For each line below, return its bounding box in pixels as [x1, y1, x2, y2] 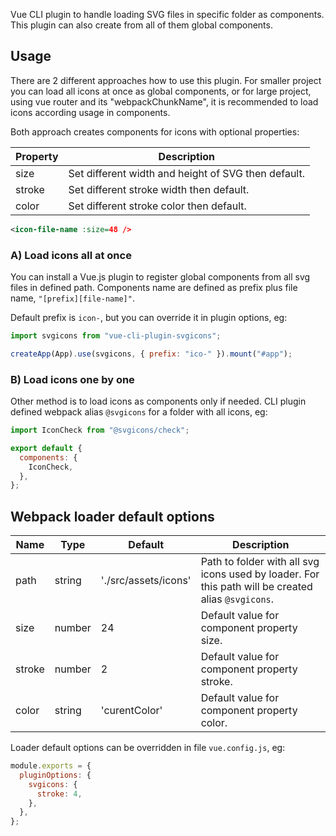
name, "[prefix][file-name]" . [10, 292, 135, 304]
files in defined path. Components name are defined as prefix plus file [10, 281, 298, 293]
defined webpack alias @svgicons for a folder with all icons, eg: [10, 406, 268, 418]
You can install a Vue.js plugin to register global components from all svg [10, 270, 311, 283]
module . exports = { [10, 761, 92, 771]
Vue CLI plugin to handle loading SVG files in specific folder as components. [10, 9, 325, 20]
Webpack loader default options [10, 508, 215, 525]
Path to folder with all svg [200, 555, 320, 569]
